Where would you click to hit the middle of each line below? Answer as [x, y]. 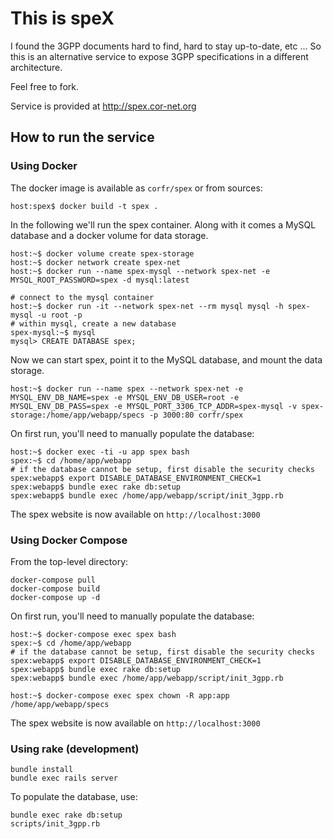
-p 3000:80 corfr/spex [196, 415]
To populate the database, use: [74, 797]
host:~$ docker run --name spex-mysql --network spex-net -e [140, 271]
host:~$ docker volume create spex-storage [102, 253]
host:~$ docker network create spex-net [96, 262]
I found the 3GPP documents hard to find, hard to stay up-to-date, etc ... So [166, 46]
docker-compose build [55, 588]
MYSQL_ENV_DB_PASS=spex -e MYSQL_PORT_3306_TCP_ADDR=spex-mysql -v [154, 406]
